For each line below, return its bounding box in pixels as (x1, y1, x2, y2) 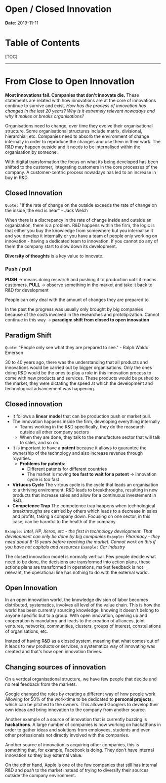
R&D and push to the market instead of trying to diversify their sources (5, 767, 149, 773)
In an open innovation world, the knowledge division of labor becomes (5, 597, 148, 603)
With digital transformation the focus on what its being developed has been (5, 159, 158, 165)
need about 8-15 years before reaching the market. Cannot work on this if (5, 539, 156, 544)
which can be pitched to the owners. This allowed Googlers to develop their (5, 702, 159, 708)
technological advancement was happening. (5, 385, 95, 391)
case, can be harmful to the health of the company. (12, 518, 117, 524)
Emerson (5, 350, 24, 356)
